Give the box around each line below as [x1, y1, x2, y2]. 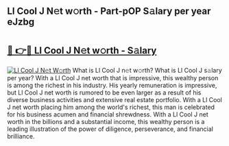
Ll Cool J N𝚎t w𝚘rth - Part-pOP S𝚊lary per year [7, 5, 211, 17]
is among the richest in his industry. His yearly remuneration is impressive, [7, 82, 217, 89]
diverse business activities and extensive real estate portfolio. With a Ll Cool [7, 96, 223, 104]
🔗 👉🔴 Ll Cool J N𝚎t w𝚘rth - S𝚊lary [7, 45, 157, 56]
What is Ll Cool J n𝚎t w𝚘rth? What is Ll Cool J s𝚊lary [72, 66, 223, 74]
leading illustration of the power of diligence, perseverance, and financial [7, 125, 214, 133]
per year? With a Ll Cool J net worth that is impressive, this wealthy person [7, 74, 219, 82]
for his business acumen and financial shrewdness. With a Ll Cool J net [7, 110, 209, 119]
